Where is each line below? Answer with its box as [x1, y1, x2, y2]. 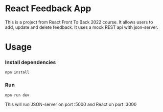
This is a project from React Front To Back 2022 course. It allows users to [5, 19, 153, 25]
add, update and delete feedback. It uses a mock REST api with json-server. [5, 24, 158, 30]
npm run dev [5, 92, 29, 98]
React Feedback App [5, 3, 92, 14]
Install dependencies [5, 59, 56, 66]
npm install [5, 70, 29, 75]
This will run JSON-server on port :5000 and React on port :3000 [5, 101, 137, 108]
